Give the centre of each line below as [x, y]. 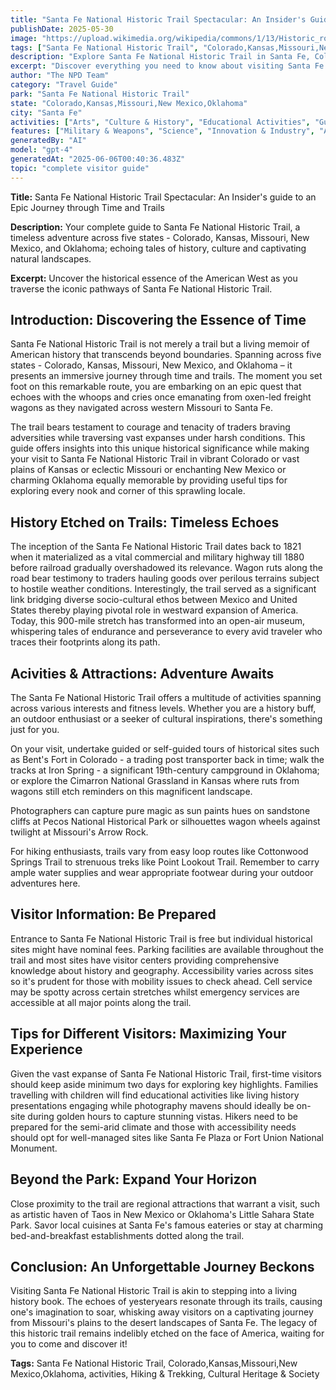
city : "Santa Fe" [46, 112]
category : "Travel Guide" [64, 85]
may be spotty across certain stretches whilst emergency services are [155, 992]
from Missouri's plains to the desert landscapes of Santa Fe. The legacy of [164, 1323]
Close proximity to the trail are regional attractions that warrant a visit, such [165, 1203]
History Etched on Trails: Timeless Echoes [145, 522]
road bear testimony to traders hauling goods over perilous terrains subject [165, 578]
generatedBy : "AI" [48, 141]
